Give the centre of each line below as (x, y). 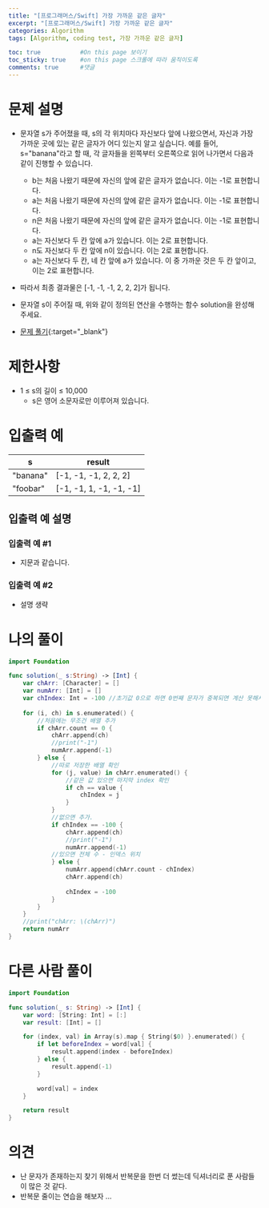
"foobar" (29, 488)
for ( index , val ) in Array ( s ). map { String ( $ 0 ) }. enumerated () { (134, 1037)
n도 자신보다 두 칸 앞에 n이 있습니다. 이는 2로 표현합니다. (120, 250)
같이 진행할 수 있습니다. (56, 163)
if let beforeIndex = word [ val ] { (94, 1045)
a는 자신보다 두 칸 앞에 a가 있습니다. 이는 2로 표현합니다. (120, 240)
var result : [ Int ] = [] (62, 1022)
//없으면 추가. (72, 818)
